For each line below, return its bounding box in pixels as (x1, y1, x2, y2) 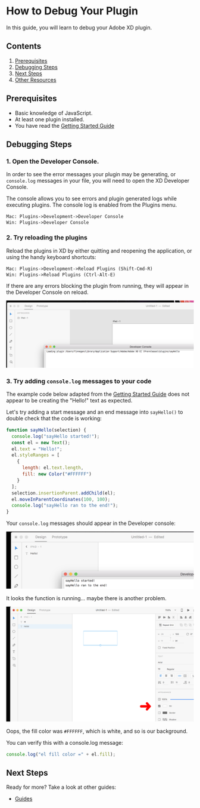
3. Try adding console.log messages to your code (6, 377, 152, 385)
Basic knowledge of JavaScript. (14, 109, 93, 116)
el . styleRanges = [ (11, 452, 60, 458)
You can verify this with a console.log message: (6, 739, 123, 746)
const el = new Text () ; (11, 440, 70, 446)
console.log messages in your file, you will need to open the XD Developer (6, 177, 190, 185)
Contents (6, 41, 42, 51)
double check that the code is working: (6, 414, 102, 422)
